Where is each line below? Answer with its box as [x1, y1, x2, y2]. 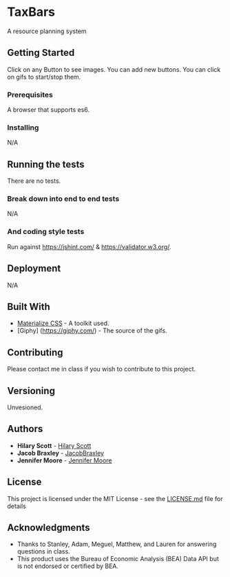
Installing [7, 122, 39, 132]
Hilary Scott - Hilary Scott [17, 441, 92, 449]
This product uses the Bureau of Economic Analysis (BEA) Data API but [17, 555, 219, 563]
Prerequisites [7, 90, 53, 99]
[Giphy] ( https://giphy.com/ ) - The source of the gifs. [17, 326, 167, 335]
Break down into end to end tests [7, 194, 120, 204]
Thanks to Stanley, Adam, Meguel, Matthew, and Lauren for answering [17, 540, 217, 549]
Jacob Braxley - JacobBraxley [17, 449, 105, 457]
